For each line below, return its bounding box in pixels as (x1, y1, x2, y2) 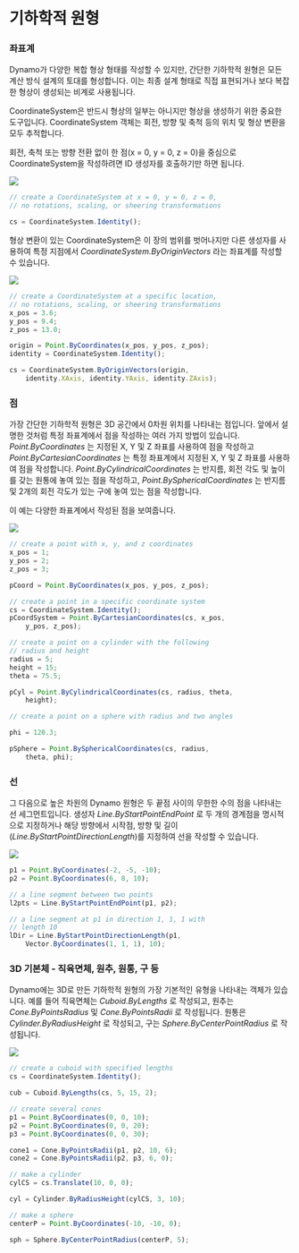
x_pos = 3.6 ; (9, 308, 58, 318)
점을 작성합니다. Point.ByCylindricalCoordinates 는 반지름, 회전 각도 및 (18, 464, 270, 474)
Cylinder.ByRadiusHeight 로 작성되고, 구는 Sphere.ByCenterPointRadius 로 (9, 1018, 278, 1029)
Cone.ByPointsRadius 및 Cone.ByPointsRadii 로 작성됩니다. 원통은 (9, 1007, 247, 1018)
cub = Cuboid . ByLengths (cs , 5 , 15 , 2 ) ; (9, 1088, 158, 1097)
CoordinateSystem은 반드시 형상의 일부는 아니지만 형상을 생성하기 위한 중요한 (9, 106, 283, 116)
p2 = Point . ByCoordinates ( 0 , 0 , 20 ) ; (9, 1121, 150, 1130)
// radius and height (9, 646, 90, 656)
